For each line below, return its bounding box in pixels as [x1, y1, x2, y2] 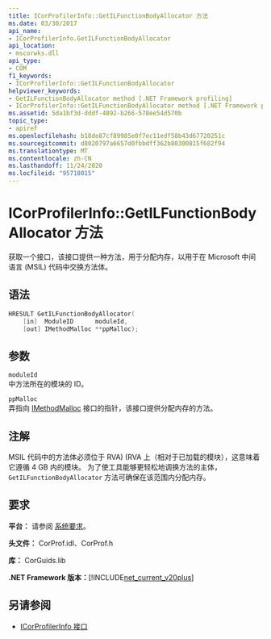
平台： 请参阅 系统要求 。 [8, 521, 90, 531]
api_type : [8, 57, 42, 65]
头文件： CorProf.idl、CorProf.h [8, 538, 114, 548]
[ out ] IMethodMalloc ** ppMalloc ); [23, 324, 139, 333]
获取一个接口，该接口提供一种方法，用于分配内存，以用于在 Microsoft [8, 252, 240, 261]
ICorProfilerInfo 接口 [19, 621, 88, 631]
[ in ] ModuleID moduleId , [23, 317, 128, 325]
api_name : [8, 27, 42, 35]
